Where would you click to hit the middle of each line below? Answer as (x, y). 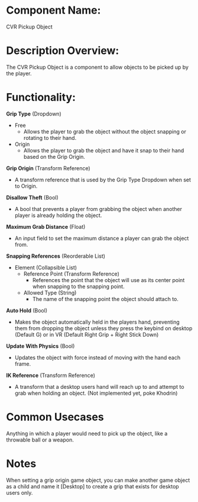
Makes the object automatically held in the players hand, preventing (97, 322)
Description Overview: (63, 51)
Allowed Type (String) (50, 292)
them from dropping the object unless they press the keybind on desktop (103, 328)
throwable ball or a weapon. (40, 440)
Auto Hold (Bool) (27, 310)
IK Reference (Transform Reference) (51, 375)
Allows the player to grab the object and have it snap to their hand (104, 150)
